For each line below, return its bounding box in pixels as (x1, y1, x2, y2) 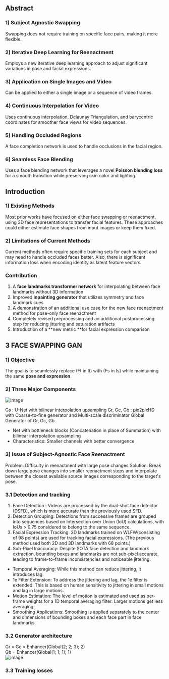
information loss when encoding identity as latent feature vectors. (5, 260, 142, 266)
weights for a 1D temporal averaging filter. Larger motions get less (26, 598, 163, 604)
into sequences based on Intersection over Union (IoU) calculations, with (12, 519, 164, 525)
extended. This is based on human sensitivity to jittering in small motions (12, 582, 164, 588)
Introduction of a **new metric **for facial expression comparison (12, 326, 150, 332)
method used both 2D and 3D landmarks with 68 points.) (12, 540, 131, 546)
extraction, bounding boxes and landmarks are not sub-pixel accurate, (12, 551, 159, 557)
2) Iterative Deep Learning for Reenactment (5, 48, 114, 56)
